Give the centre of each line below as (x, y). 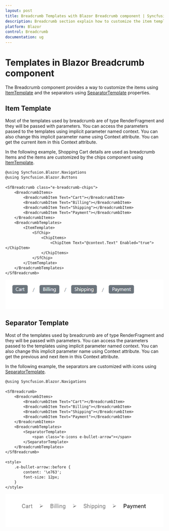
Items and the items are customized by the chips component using (74, 157)
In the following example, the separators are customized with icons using (81, 366)
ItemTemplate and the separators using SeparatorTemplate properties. (78, 93)
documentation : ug (24, 37)
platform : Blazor (23, 27)
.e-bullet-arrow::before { (43, 467)
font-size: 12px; (41, 477)
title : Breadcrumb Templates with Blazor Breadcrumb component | (75, 16)
